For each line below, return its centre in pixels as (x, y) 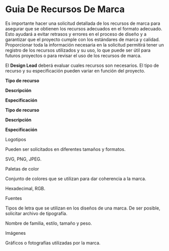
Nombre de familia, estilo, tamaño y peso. (49, 223)
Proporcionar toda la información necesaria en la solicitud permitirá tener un (85, 45)
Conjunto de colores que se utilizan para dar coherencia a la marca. (76, 179)
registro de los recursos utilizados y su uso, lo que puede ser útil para (78, 50)
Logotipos (16, 139)
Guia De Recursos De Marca (65, 9)
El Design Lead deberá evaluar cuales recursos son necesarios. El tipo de (82, 65)
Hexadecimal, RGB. (25, 188)
